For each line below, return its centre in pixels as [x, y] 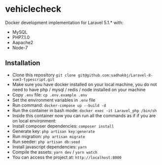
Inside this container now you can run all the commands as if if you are [84, 116]
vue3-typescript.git [33, 79]
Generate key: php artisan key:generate [53, 131]
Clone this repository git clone [44, 75]
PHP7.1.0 [21, 37]
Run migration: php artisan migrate [49, 136]
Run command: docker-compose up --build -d [59, 105]
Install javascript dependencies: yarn [49, 147]
